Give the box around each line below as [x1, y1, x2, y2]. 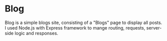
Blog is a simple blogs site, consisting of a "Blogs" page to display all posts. [5, 19, 162, 25]
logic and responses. [14, 30, 59, 36]
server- [146, 24, 162, 30]
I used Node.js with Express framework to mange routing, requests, [5, 24, 145, 30]
